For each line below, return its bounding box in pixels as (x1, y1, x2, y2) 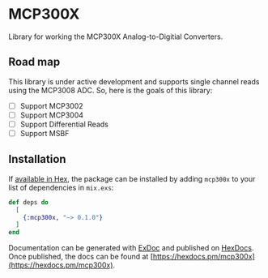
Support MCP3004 (19, 110, 83, 120)
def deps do (8, 198, 49, 207)
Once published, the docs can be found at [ (8, 252, 154, 262)
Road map (8, 55, 61, 69)
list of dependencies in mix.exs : (8, 182, 114, 192)
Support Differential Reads (19, 119, 109, 129)
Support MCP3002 (19, 101, 83, 110)
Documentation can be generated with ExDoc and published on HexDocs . (8, 243, 254, 253)
